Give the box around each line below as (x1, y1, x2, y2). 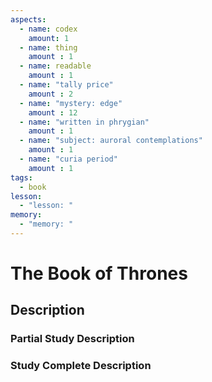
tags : (10, 172, 33, 183)
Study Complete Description (10, 359, 152, 373)
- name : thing (19, 42, 78, 53)
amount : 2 (28, 89, 74, 99)
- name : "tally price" (19, 80, 114, 90)
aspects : (10, 14, 47, 25)
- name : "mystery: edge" (19, 98, 123, 108)
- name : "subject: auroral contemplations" (19, 136, 203, 146)
